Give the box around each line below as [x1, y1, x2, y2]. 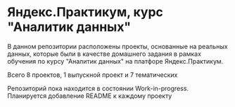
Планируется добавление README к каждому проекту [7, 92, 172, 100]
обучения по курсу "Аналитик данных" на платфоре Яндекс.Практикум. [7, 57, 224, 65]
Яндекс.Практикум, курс [7, 4, 164, 20]
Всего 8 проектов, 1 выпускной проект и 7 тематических [7, 71, 178, 79]
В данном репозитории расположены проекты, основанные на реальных [7, 42, 228, 50]
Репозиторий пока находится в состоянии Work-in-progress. [7, 84, 189, 92]
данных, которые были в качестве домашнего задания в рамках [7, 50, 202, 58]
